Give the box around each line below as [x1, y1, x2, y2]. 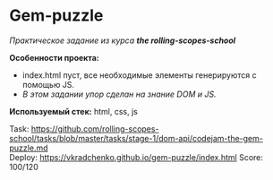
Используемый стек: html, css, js [9, 106, 139, 116]
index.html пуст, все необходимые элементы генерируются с [21, 69, 257, 81]
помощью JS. [21, 79, 74, 90]
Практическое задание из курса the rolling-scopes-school [9, 35, 236, 46]
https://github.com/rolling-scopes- [30, 123, 159, 134]
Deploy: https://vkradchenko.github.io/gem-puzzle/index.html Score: [9, 151, 264, 162]
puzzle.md [9, 142, 48, 153]
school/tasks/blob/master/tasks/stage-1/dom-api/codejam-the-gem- [9, 133, 264, 143]
